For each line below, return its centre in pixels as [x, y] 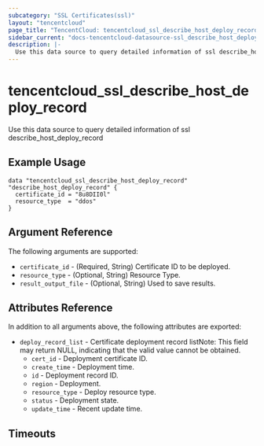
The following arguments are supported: [73, 251]
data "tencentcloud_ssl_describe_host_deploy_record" [98, 181]
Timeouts [32, 433]
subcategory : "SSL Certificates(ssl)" [71, 15]
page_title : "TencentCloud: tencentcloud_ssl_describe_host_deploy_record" [135, 30]
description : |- [35, 45]
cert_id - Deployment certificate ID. [89, 359]
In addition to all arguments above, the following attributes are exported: [125, 326]
